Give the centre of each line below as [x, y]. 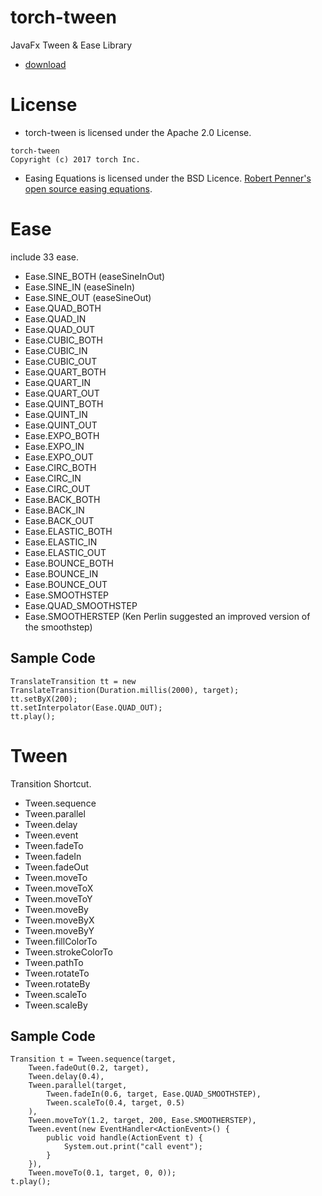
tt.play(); [33, 716]
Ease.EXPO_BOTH [62, 435]
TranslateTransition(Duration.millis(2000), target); [125, 690]
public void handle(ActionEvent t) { [124, 1138]
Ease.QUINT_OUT [61, 425]
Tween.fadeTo [54, 845]
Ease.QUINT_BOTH [64, 403]
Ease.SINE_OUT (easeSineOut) [88, 297]
